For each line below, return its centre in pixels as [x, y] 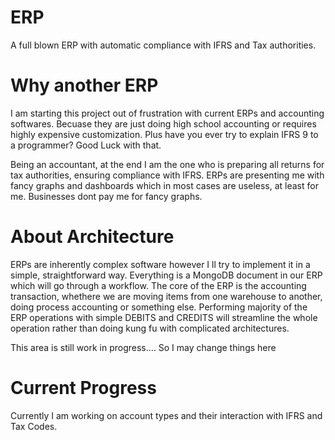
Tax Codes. [34, 426]
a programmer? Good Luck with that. [86, 145]
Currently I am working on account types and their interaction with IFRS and [166, 415]
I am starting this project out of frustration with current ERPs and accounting [167, 113]
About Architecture [92, 237]
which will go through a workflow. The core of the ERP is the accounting [158, 285]
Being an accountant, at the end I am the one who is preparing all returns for [167, 164]
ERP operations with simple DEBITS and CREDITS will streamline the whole [164, 317]
